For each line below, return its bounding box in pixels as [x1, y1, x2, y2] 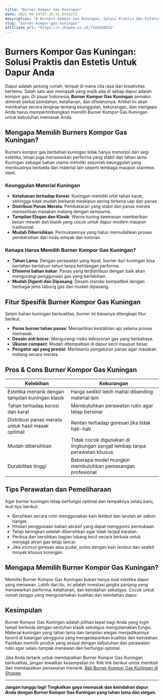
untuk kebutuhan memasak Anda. [5, 114, 73, 120]
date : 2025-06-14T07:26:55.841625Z [5, 12, 78, 17]
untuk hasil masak [7, 423, 49, 430]
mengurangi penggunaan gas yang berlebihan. [12, 273, 106, 279]
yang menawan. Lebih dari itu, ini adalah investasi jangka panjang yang [5, 581, 148, 587]
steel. [5, 169, 16, 176]
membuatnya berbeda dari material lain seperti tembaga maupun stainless [5, 165, 155, 170]
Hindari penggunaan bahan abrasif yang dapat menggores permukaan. [12, 523, 155, 529]
